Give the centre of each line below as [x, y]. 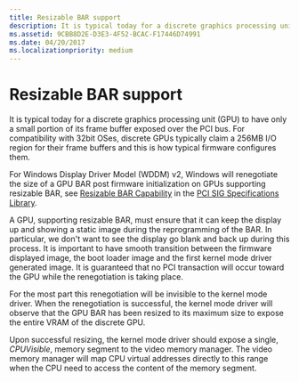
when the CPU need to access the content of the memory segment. [133, 368]
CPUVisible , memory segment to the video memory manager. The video [141, 349]
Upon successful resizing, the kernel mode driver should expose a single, [144, 340]
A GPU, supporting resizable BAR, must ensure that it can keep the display [145, 220]
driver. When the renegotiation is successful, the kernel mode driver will [141, 304]
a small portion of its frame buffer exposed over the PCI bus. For [127, 129]
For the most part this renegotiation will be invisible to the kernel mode [138, 294]
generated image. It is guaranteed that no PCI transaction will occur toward [147, 267]
